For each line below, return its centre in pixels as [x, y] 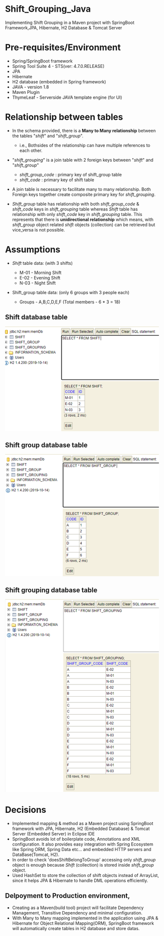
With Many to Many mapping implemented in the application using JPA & [85, 918]
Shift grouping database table [51, 590]
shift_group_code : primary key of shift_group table [71, 174]
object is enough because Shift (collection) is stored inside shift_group [83, 865]
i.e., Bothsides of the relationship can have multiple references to [85, 145]
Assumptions [33, 250]
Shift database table [36, 317]
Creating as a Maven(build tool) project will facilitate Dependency [78, 908]
